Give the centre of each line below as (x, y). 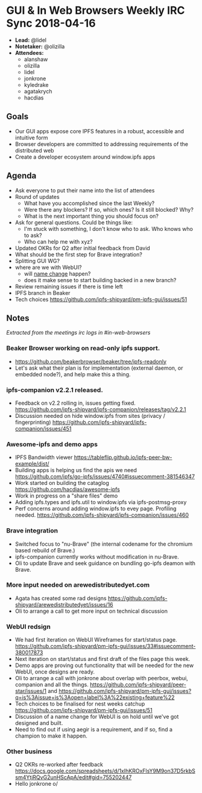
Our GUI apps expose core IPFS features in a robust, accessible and (99, 131)
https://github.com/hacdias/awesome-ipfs (68, 490)
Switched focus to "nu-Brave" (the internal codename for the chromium (104, 544)
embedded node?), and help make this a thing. (73, 374)
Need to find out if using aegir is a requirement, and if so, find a (94, 730)
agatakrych (38, 91)
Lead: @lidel (31, 40)
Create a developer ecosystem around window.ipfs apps (85, 157)
